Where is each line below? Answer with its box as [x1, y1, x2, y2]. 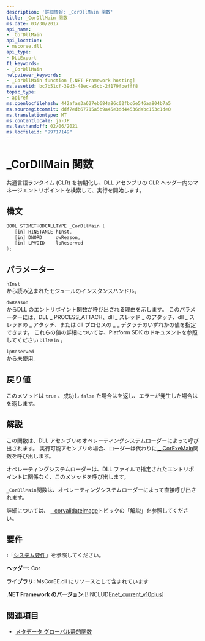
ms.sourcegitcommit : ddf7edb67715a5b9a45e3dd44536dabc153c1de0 [6, 106, 171, 112]
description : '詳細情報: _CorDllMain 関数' [6, 9, 113, 15]
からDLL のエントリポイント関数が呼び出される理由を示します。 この [6, 305, 180, 313]
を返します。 [6, 399, 39, 407]
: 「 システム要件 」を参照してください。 [6, 551, 105, 559]
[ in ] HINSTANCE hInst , [14, 229, 72, 235]
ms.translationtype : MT [6, 112, 67, 118]
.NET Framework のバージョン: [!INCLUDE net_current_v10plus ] [6, 591, 164, 598]
